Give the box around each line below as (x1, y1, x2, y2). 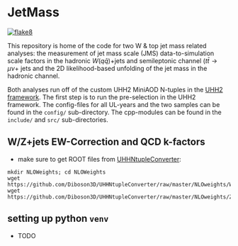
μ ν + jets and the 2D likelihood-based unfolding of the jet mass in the (7, 64, 208, 72)
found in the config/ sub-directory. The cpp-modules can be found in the (7, 108, 222, 116)
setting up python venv (7, 213, 109, 225)
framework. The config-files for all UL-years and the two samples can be (7, 100, 220, 108)
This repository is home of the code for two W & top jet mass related (7, 41, 207, 50)
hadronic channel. (7, 72, 60, 80)
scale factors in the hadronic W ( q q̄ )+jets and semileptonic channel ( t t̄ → (7, 56, 218, 65)
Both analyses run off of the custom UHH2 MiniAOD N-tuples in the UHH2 (7, 85, 223, 94)
